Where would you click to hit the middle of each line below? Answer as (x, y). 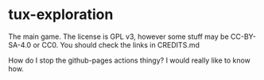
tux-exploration (61, 15)
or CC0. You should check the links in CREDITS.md (116, 44)
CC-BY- (243, 36)
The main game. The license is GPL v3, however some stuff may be (118, 36)
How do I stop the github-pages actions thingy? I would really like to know (129, 60)
